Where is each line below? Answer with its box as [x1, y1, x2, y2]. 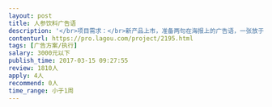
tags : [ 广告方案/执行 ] [8, 42, 78, 50]
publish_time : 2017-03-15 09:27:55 [8, 57, 129, 65]
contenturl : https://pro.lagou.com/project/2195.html [8, 34, 194, 43]
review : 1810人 [8, 64, 58, 72]
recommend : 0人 [8, 79, 58, 87]
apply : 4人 [8, 72, 45, 80]
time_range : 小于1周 [8, 86, 74, 95]
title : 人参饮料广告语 [8, 19, 77, 27]
